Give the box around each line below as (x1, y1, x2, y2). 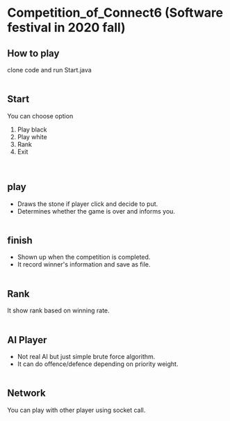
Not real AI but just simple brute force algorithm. (17, 353, 156, 361)
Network (7, 388, 47, 399)
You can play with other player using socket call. (7, 406, 146, 414)
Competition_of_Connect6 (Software (7, 5, 224, 21)
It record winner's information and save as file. (17, 260, 151, 269)
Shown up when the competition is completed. (17, 253, 151, 262)
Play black (17, 125, 47, 134)
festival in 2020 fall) (7, 19, 126, 35)
